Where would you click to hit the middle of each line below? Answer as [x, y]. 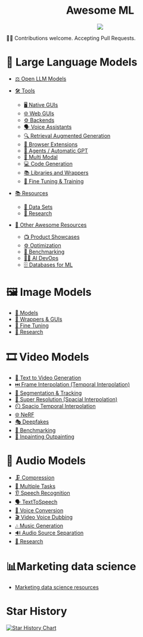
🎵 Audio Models [46, 460]
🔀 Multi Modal [41, 157]
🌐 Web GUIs [39, 113]
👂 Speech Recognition [42, 493]
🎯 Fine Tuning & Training [54, 181]
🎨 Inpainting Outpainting [44, 437]
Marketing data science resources [57, 587]
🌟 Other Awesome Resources [51, 225]
